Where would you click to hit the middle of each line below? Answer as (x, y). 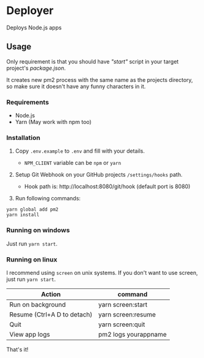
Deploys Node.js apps (34, 27)
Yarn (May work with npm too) (53, 122)
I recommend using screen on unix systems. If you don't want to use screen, (102, 272)
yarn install (23, 215)
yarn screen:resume (127, 314)
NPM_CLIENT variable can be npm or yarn (73, 163)
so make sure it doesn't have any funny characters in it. (76, 86)
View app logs (30, 334)
